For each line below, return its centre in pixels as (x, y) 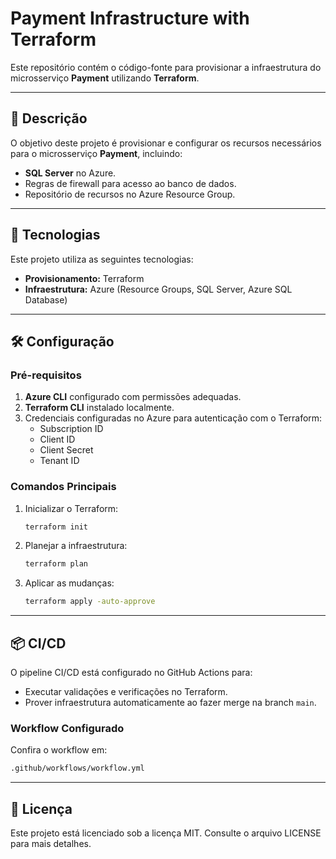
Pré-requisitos (46, 375)
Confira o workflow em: (59, 750)
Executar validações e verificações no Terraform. (126, 691)
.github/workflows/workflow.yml (77, 768)
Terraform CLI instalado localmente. (99, 408)
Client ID (57, 439)
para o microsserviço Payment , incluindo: (96, 153)
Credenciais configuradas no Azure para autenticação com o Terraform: (173, 418)
